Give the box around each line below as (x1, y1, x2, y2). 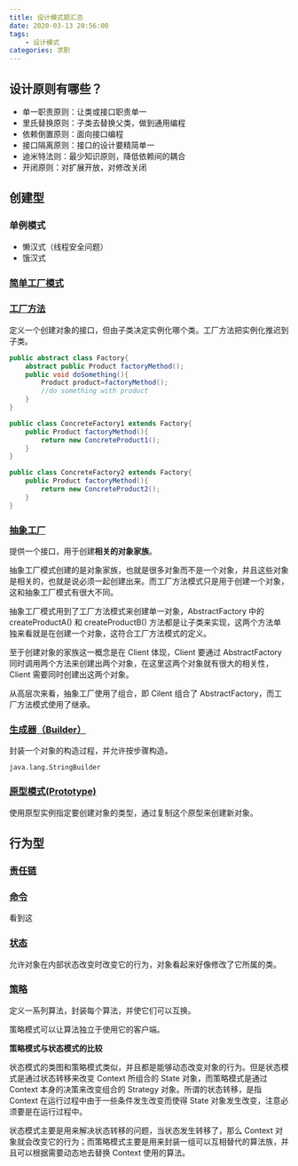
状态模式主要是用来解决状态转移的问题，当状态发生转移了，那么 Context (9, 1125, 273, 1136)
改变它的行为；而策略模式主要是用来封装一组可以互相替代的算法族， (32, 1136, 281, 1146)
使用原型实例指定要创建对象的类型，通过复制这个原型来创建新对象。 (9, 807, 258, 818)
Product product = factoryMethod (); (41, 379, 169, 387)
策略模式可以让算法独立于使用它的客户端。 (9, 1024, 165, 1034)
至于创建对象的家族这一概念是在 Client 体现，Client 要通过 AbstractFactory (9, 647, 282, 658)
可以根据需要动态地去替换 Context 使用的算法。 (16, 1147, 191, 1158)
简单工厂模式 (9, 276, 65, 289)
